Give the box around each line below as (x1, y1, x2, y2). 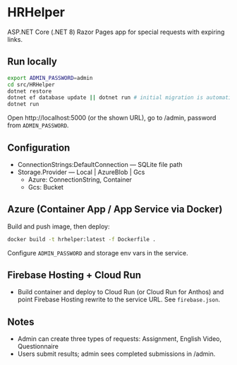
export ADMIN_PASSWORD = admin (7, 74, 93, 81)
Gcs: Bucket (28, 182, 63, 191)
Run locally (7, 56, 58, 68)
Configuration (7, 141, 71, 153)
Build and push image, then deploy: (7, 222, 111, 231)
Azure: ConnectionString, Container (28, 175, 133, 184)
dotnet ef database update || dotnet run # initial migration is (7, 94, 203, 101)
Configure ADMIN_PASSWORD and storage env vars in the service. (7, 248, 188, 257)
